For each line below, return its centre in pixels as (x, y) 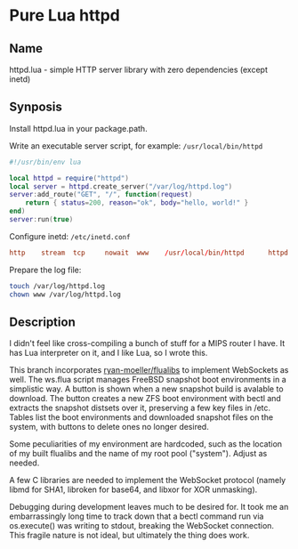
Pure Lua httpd (64, 16)
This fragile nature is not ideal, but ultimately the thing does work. (129, 536)
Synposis (36, 107)
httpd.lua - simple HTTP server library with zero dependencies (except (139, 69)
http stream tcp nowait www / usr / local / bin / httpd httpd (149, 253)
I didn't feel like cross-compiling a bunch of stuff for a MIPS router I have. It (147, 343)
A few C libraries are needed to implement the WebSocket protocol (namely (148, 480)
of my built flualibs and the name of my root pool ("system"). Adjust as (138, 454)
